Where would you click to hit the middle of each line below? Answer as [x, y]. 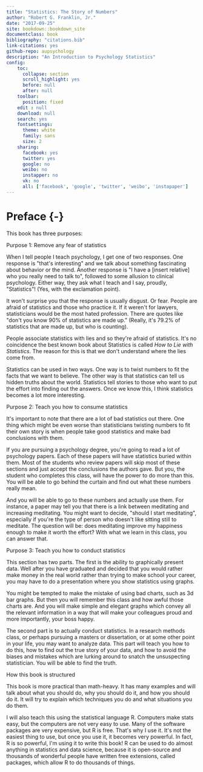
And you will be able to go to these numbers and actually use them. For [95, 500]
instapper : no [40, 175]
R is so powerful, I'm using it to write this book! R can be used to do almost [99, 743]
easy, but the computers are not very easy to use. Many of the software [96, 724]
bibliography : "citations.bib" [46, 40]
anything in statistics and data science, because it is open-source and [94, 750]
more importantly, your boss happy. [51, 619]
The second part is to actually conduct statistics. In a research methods [96, 630]
